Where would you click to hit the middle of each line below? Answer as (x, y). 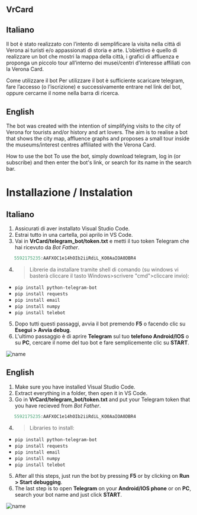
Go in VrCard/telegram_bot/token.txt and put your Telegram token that (102, 399)
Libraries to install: (52, 428)
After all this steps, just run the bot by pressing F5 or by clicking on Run (102, 475)
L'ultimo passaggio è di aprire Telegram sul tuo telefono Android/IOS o (102, 336)
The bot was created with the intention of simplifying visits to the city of (93, 126)
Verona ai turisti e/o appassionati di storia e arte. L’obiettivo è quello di (92, 50)
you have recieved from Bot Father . (58, 405)
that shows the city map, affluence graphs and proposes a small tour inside (98, 139)
